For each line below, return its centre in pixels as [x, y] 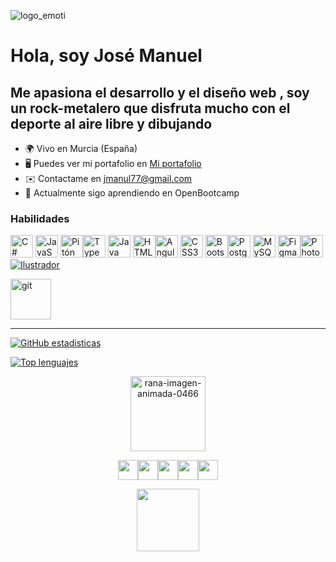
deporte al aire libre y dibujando [111, 123]
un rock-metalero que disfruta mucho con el [150, 108]
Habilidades [40, 218]
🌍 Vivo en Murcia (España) [81, 148]
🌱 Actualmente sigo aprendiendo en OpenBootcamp [132, 193]
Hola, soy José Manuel [106, 56]
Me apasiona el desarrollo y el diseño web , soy [160, 92]
